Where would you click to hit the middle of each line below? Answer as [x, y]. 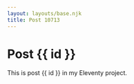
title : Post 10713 [33, 20]
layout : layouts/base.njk [44, 13]
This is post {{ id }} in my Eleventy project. [67, 73]
